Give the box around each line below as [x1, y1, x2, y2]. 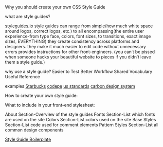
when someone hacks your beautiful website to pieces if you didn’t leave [5, 54, 151, 60]
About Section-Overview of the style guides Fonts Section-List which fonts [5, 111, 155, 117]
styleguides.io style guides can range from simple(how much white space [5, 23, 153, 29]
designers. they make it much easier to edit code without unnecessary [5, 44, 146, 49]
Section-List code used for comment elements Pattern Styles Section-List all [5, 122, 159, 128]
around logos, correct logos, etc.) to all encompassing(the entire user [5, 28, 145, 34]
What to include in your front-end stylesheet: [5, 102, 95, 108]
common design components [5, 127, 64, 133]
